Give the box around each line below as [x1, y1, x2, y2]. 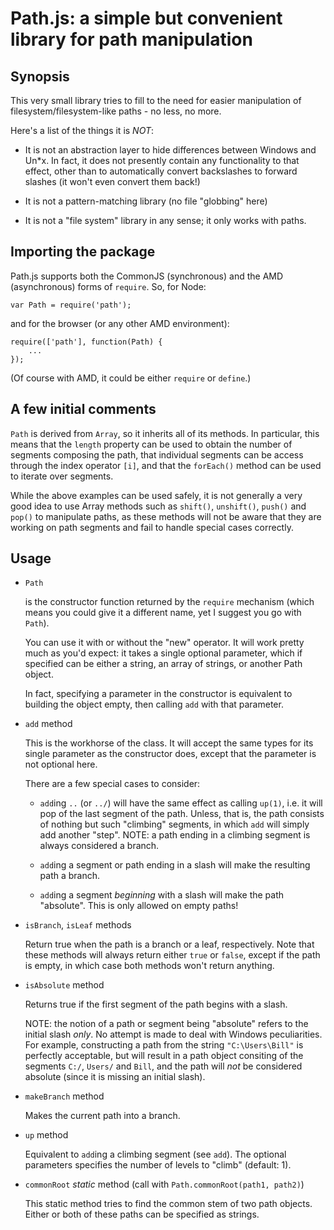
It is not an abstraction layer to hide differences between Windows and [24, 144, 317, 156]
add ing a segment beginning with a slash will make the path [39, 889, 285, 901]
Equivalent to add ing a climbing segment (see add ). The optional [24, 1148, 287, 1161]
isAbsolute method [24, 979, 105, 991]
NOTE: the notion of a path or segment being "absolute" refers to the [24, 1018, 309, 1030]
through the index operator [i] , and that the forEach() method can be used [10, 459, 322, 471]
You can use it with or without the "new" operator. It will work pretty [24, 637, 305, 649]
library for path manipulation [10, 28, 253, 51]
